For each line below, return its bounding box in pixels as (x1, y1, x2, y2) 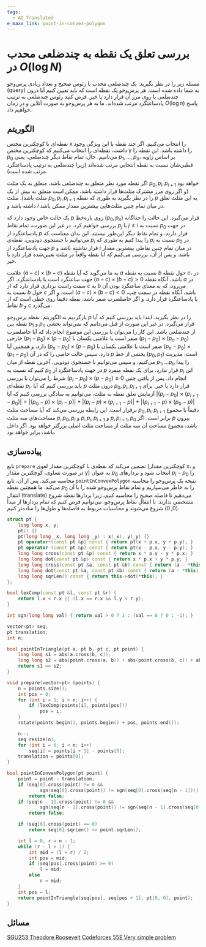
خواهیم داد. (7, 106, 32, 113)
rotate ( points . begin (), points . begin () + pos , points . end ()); (18, 720, 180, 726)
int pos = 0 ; (18, 691, 51, 697)
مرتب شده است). (7, 167, 48, 175)
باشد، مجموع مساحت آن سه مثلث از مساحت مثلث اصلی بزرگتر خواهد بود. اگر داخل (7, 422, 197, 429)
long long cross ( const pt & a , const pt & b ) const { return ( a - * (18, 562, 191, 568)
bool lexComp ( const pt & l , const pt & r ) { (7, 590, 117, 596)
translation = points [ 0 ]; (18, 753, 84, 760)
